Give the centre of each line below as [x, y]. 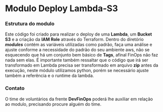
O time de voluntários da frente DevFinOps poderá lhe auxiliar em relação [79, 99]
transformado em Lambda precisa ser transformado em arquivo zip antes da [82, 65]
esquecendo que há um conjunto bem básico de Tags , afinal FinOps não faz [81, 55]
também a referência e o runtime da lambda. [49, 75]
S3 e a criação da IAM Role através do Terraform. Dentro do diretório [74, 39]
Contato [15, 88]
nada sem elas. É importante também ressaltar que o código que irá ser [77, 60]
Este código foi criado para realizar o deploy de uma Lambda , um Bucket [79, 34]
